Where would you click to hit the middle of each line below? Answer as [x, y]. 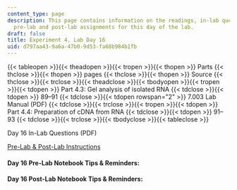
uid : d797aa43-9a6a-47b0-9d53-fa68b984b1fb [72, 47]
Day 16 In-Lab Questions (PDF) [52, 133]
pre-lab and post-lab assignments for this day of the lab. [104, 27]
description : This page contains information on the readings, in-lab [113, 20]
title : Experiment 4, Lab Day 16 [56, 40]
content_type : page [36, 14]
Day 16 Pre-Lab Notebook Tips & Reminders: [73, 162]
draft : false [26, 34]
